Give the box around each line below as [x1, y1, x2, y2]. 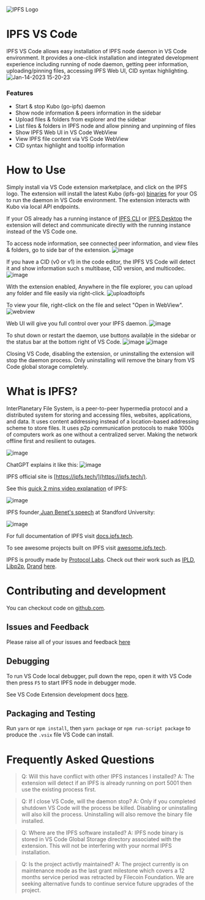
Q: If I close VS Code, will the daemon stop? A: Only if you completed [21, 798, 196, 805]
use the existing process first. [21, 786, 97, 793]
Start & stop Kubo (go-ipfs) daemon [15, 103, 106, 110]
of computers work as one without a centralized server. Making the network [6, 431, 198, 438]
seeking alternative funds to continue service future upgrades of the [21, 880, 194, 888]
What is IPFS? [6, 385, 78, 398]
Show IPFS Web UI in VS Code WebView [15, 129, 117, 136]
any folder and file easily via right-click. [6, 290, 106, 297]
